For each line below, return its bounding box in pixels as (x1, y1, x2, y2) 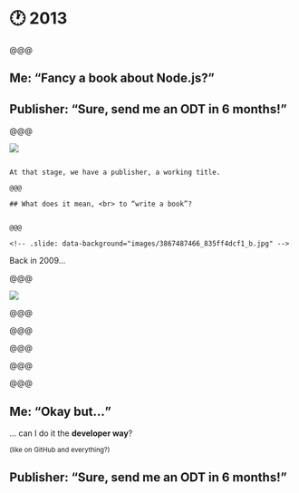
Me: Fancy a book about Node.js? (9, 71, 208, 86)
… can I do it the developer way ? (9, 428, 133, 439)
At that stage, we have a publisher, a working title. (9, 168, 221, 178)
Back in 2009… (9, 256, 66, 266)
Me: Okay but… (9, 403, 106, 419)
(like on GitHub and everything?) (9, 445, 111, 454)
